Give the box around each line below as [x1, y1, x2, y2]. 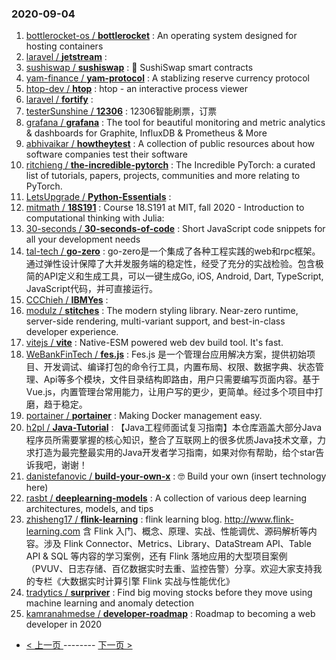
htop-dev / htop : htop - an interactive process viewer [25, 83, 249, 95]
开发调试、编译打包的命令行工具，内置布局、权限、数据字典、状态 [43, 361, 316, 373]
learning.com [25, 525, 81, 537]
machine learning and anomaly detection [25, 597, 194, 609]
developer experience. [25, 326, 119, 338]
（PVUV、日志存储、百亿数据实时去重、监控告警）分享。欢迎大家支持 [25, 563, 314, 575]
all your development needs [25, 233, 141, 246]
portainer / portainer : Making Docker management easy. [25, 410, 263, 422]
